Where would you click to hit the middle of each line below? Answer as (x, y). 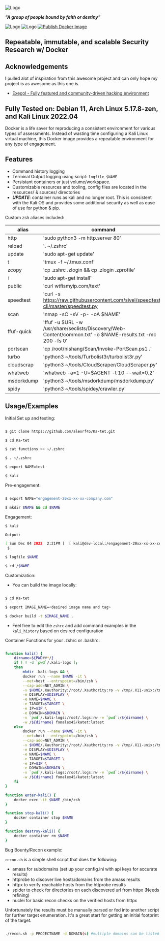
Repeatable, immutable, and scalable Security (77, 42)
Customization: (20, 575)
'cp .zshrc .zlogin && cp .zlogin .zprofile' (89, 270)
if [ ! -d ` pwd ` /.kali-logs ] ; (46, 663)
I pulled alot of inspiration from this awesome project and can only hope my (82, 78)
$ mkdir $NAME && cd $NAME (33, 507)
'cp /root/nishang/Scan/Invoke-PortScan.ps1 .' (97, 349)
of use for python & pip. (36, 208)
